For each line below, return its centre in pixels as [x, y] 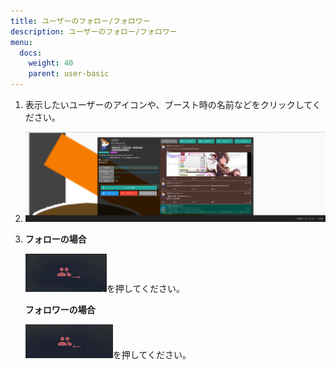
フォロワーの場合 [60, 310]
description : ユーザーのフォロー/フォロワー [94, 31]
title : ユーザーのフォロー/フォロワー [80, 21]
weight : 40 [51, 63]
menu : [21, 42]
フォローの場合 [55, 239]
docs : [31, 53]
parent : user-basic [69, 74]
